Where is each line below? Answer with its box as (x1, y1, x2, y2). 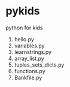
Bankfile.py (14, 74, 42, 81)
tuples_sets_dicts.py (14, 61, 65, 68)
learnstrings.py (14, 48, 52, 55)
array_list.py (14, 55, 44, 62)
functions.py (14, 67, 45, 74)
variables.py (14, 42, 45, 49)
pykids (5, 4, 40, 18)
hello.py (14, 35, 34, 43)
